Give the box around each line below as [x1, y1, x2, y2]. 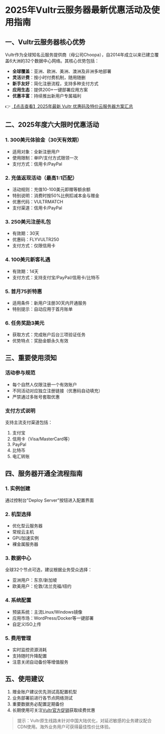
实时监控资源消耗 [12, 647, 47, 653]
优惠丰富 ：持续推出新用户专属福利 [12, 93, 82, 99]
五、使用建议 [5, 675, 44, 683]
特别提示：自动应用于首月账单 [12, 306, 73, 312]
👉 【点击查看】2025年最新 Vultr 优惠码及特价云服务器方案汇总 [5, 104, 134, 109]
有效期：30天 [12, 230, 40, 236]
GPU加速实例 [12, 535, 39, 541]
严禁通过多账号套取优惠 [12, 394, 60, 400]
